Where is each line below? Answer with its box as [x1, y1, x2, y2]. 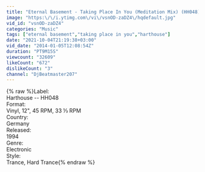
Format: [6, 101, 26, 108]
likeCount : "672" [6, 60, 51, 66]
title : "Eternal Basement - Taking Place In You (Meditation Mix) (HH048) [6, 9, 201, 15]
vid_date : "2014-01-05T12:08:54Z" [6, 43, 95, 49]
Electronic [6, 146, 32, 153]
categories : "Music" [6, 26, 59, 32]
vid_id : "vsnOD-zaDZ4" [6, 20, 64, 26]
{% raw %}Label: [6, 88, 49, 95]
